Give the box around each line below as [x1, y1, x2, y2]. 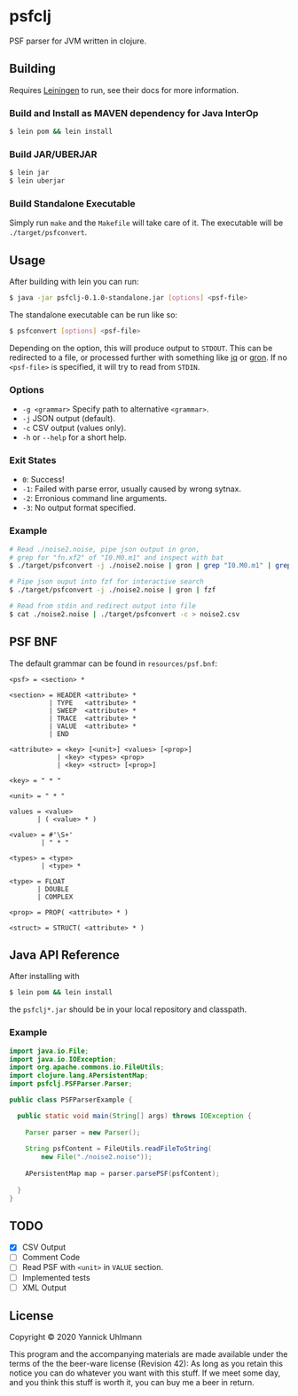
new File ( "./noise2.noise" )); [41, 1153, 153, 1162]
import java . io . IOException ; [9, 1055, 117, 1063]
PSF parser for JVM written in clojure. [9, 35, 147, 46]
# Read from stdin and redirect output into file [9, 601, 197, 611]
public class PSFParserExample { [9, 1095, 133, 1105]
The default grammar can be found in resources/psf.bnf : [9, 658, 218, 669]
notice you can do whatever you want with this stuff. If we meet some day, [9, 1368, 281, 1378]
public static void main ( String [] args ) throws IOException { [17, 1111, 252, 1120]
